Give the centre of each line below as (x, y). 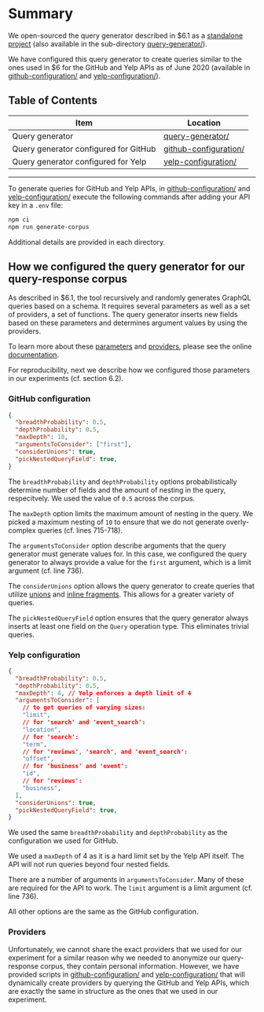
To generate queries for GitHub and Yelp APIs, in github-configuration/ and (129, 188)
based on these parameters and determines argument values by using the (128, 323)
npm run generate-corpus (49, 227)
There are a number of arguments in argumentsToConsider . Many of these (126, 880)
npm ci (19, 220)
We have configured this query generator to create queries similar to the (125, 59)
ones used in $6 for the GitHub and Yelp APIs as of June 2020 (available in (129, 67)
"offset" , (38, 759)
